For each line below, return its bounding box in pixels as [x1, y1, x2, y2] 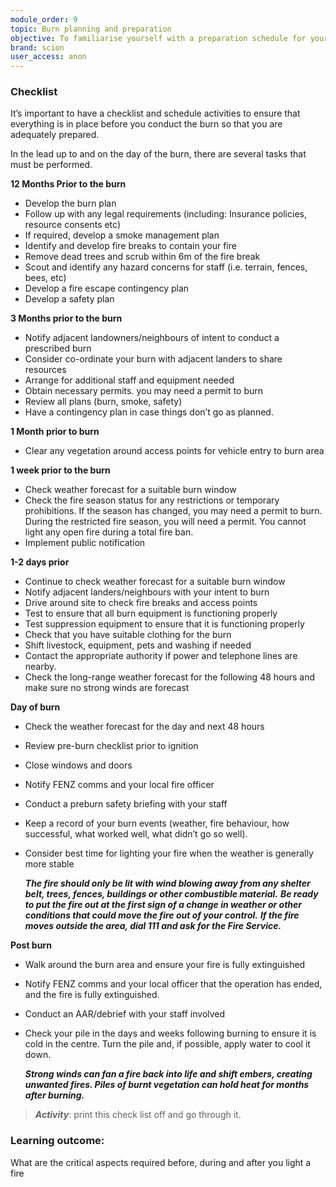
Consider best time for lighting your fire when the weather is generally [24, 847, 314, 860]
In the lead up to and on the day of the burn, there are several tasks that [10, 148, 307, 160]
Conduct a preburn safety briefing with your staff [24, 798, 228, 810]
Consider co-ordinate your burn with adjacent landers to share [24, 353, 283, 365]
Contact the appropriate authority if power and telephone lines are [24, 650, 298, 662]
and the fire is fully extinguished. [24, 989, 160, 1001]
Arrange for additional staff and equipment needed [24, 374, 235, 386]
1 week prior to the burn [10, 464, 111, 476]
